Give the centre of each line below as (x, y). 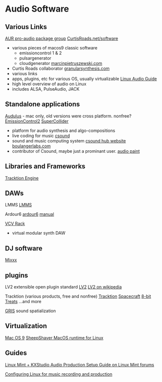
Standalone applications (43, 104)
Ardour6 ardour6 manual (29, 214)
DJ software (24, 248)
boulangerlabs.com (31, 146)
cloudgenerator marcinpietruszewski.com (61, 63)
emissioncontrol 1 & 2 (40, 53)
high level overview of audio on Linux (49, 84)
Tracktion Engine (22, 178)
